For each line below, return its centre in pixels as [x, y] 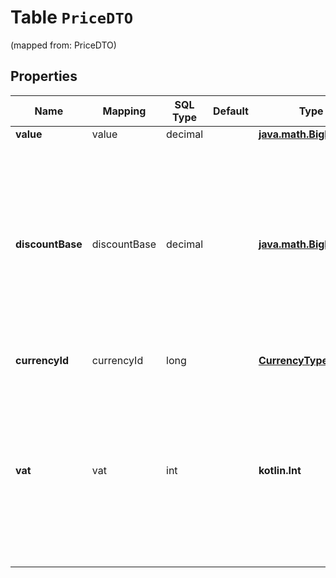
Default [231, 111]
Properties [44, 76]
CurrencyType [293, 360]
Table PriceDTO [72, 17]
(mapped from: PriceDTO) [63, 45]
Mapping [124, 111]
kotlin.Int [280, 470]
